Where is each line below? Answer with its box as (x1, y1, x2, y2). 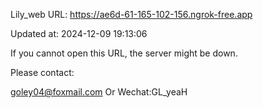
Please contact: (10, 67, 75, 78)
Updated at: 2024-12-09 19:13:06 (10, 28, 148, 39)
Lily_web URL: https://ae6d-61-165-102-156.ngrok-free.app (10, 9, 253, 20)
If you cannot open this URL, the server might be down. (10, 47, 238, 59)
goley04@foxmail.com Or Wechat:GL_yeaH (10, 86, 188, 98)
